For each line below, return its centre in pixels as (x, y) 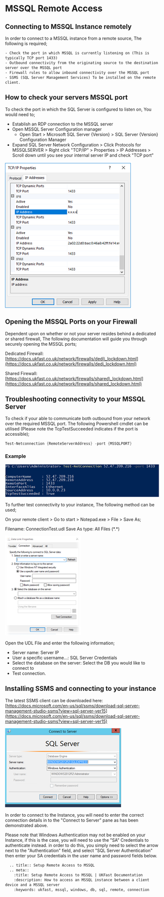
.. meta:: (19, 870)
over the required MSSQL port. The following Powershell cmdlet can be (77, 424)
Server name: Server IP (36, 652)
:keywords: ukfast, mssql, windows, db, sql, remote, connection (82, 890)
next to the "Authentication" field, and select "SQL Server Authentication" (79, 850)
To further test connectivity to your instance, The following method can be (80, 504)
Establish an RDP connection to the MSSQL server (62, 124)
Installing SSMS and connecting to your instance (81, 689)
